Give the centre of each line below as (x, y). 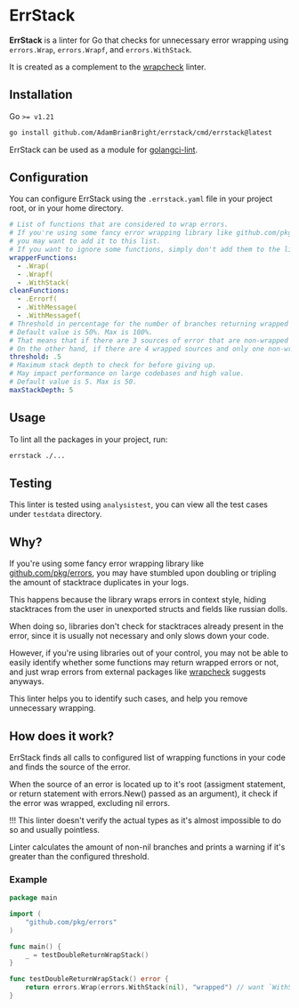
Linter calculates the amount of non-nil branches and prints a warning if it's (147, 847)
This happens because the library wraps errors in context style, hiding (138, 600)
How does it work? (62, 736)
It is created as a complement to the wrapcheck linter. (108, 67)
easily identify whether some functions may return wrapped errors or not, (144, 663)
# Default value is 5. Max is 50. (73, 382)
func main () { (36, 947)
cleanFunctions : (39, 291)
